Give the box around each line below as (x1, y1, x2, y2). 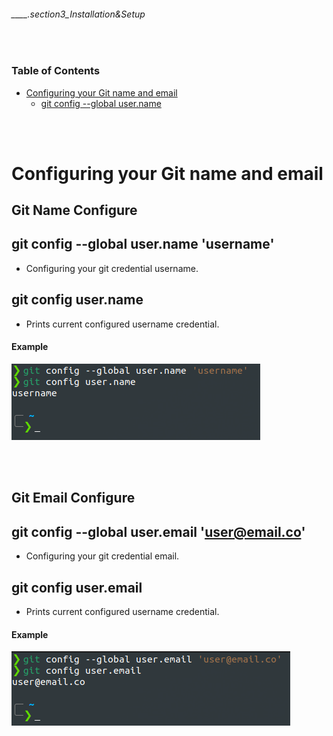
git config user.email (11, 579, 143, 596)
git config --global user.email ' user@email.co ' (11, 523, 306, 540)
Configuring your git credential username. (25, 262, 199, 274)
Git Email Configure (11, 490, 136, 507)
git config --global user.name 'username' (11, 236, 275, 253)
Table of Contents (11, 64, 101, 78)
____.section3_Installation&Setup (11, 8, 146, 20)
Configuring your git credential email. (25, 550, 180, 562)
